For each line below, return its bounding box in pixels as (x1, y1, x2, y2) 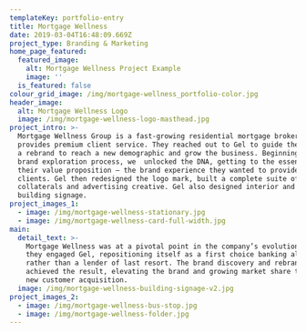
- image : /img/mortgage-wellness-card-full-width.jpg (17, 216, 226, 226)
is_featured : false (17, 81, 92, 90)
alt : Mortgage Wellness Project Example (25, 65, 181, 74)
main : (9, 225, 30, 234)
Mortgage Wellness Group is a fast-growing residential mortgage (17, 132, 271, 141)
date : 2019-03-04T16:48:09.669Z (9, 30, 132, 39)
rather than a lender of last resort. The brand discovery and (25, 258, 271, 268)
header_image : (9, 97, 64, 107)
